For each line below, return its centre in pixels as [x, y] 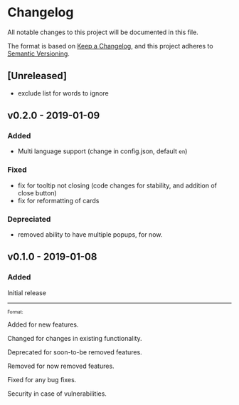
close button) [37, 193]
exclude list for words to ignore [63, 93]
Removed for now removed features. [61, 366]
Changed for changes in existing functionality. [75, 338]
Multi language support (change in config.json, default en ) [102, 151]
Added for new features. [43, 324]
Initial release [27, 292]
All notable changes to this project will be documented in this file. [103, 32]
